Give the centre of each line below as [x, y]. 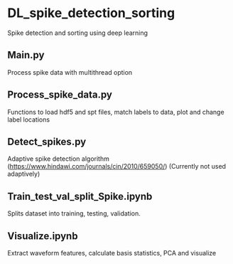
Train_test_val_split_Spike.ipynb [80, 196]
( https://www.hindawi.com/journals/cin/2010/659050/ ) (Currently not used [116, 167]
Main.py [26, 55]
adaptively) [24, 174]
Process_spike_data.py [60, 95]
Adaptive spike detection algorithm [59, 159]
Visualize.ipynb [43, 236]
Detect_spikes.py [47, 141]
